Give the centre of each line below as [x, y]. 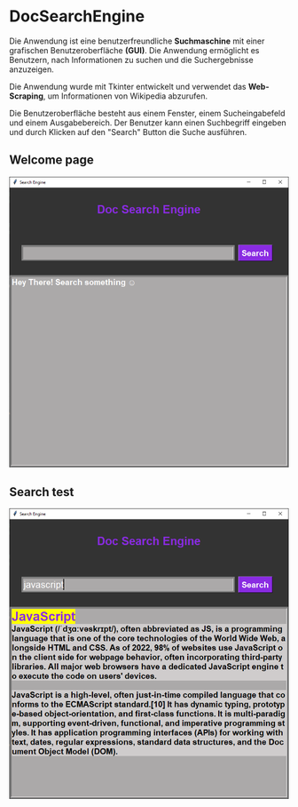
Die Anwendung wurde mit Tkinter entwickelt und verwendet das [128, 86]
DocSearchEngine [77, 16]
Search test [42, 492]
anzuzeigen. [32, 69]
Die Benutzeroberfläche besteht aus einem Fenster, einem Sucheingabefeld [147, 113]
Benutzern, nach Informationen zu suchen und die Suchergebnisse [132, 60]
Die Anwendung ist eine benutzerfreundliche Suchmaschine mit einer [137, 41]
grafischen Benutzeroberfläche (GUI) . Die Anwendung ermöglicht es [134, 50]
